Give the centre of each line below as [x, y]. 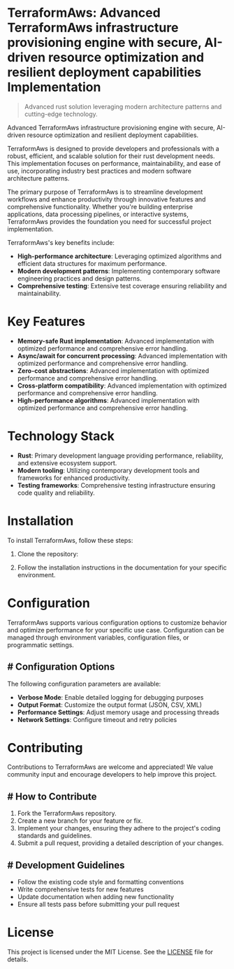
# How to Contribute [52, 797]
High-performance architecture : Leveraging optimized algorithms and [119, 256]
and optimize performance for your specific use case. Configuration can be [116, 630]
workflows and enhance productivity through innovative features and [107, 199]
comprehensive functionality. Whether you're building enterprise [100, 206]
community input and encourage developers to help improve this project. [112, 775]
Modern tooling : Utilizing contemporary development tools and [109, 470]
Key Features [46, 321]
